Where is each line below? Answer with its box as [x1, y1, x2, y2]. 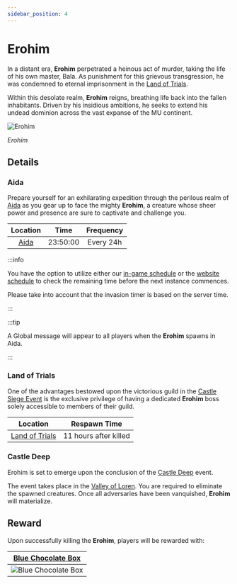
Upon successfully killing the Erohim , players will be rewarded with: [7, 536, 205, 544]
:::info [7, 256, 24, 264]
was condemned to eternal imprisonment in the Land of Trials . [7, 79, 189, 88]
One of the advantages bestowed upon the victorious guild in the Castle [7, 387, 217, 395]
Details [7, 156, 39, 168]
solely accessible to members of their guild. [7, 402, 135, 410]
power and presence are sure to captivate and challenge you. [7, 208, 186, 217]
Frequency [86, 225, 124, 235]
